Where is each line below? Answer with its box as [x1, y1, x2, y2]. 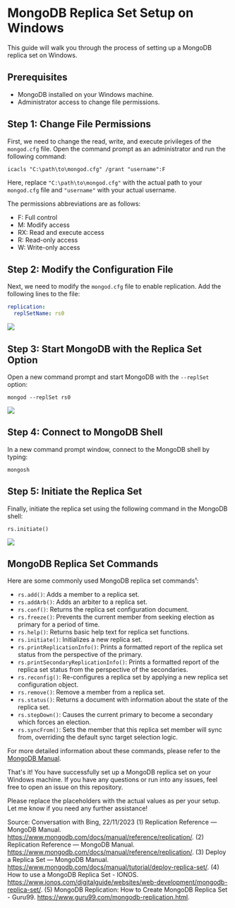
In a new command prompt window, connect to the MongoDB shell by [7, 445, 210, 453]
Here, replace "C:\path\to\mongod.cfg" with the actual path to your [7, 178, 203, 187]
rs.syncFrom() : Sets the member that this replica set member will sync [17, 726, 222, 734]
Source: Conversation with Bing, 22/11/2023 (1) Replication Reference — [7, 818, 217, 827]
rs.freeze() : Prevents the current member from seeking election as [17, 613, 215, 622]
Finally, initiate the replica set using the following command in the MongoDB [7, 504, 228, 513]
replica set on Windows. [7, 51, 78, 59]
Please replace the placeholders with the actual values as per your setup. [7, 797, 221, 805]
